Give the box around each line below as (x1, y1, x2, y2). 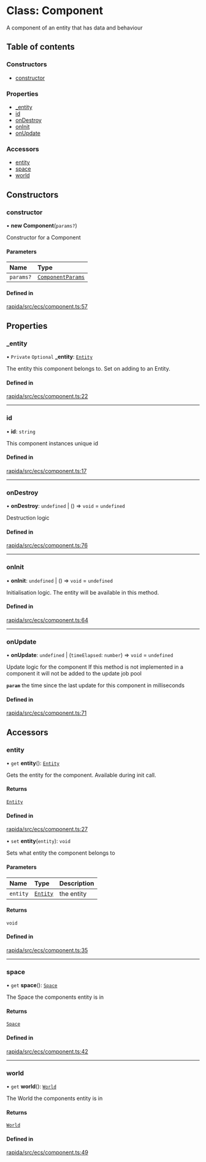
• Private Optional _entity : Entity (6, 353, 93, 360)
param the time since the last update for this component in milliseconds (6, 682, 185, 689)
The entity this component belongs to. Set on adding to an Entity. (6, 365, 170, 372)
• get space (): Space (6, 982, 58, 989)
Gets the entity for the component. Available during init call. (6, 771, 156, 779)
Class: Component (6, 4, 103, 18)
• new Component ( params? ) (6, 221, 78, 229)
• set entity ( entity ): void (6, 837, 71, 845)
